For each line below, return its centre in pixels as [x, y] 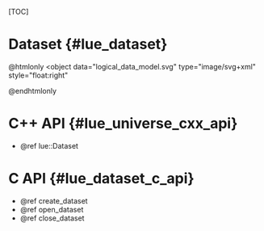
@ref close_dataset [52, 218]
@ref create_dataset [54, 200]
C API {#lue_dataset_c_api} [102, 179]
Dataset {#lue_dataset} [88, 44]
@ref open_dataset [52, 209]
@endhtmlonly [33, 90]
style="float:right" [38, 75]
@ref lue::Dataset [49, 145]
